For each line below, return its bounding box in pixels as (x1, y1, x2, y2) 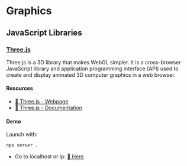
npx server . (6, 142, 38, 148)
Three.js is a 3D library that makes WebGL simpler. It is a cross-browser (6, 58, 181, 66)
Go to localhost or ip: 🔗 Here (14, 153, 84, 160)
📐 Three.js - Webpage (14, 98, 69, 105)
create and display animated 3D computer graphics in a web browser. (6, 71, 176, 78)
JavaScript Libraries (6, 28, 82, 38)
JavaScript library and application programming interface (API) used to (6, 65, 179, 72)
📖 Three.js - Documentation (14, 105, 83, 112)
